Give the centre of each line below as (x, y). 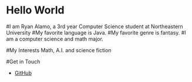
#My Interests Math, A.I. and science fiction (59, 50)
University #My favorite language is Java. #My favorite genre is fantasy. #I (96, 32)
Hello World (35, 10)
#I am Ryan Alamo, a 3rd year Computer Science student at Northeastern (95, 26)
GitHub (23, 73)
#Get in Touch (23, 61)
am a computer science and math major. (55, 39)
